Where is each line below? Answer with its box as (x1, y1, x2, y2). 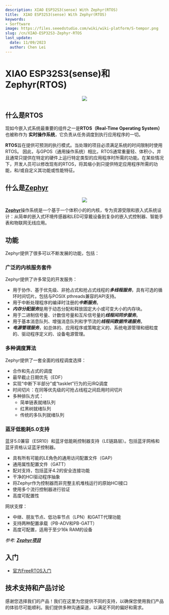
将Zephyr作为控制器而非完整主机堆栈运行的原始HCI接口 (12, 480, 128, 486)
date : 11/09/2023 (10, 40, 46, 45)
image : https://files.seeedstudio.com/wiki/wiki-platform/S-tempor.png (5, 26, 158, 31)
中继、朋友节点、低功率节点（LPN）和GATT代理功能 (12, 514, 121, 520)
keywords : (5, 17, 26, 22)
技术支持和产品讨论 (5, 584, 65, 592)
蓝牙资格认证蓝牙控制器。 (5, 444, 58, 450)
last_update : (5, 36, 33, 41)
